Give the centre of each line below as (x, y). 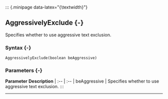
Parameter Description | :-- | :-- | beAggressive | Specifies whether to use (82, 81)
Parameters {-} (24, 71)
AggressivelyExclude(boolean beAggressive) (51, 58)
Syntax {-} (18, 48)
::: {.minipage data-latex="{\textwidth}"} (46, 7)
